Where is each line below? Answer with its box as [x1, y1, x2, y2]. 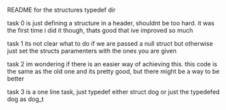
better [7, 74, 25, 83]
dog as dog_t [7, 95, 45, 103]
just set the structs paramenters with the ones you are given [7, 47, 177, 55]
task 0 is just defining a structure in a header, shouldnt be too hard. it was [7, 19, 214, 27]
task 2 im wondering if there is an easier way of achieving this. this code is [7, 60, 218, 68]
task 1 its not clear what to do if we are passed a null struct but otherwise [7, 40, 214, 47]
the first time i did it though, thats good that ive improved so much [7, 27, 194, 34]
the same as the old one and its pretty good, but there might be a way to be [7, 68, 220, 75]
